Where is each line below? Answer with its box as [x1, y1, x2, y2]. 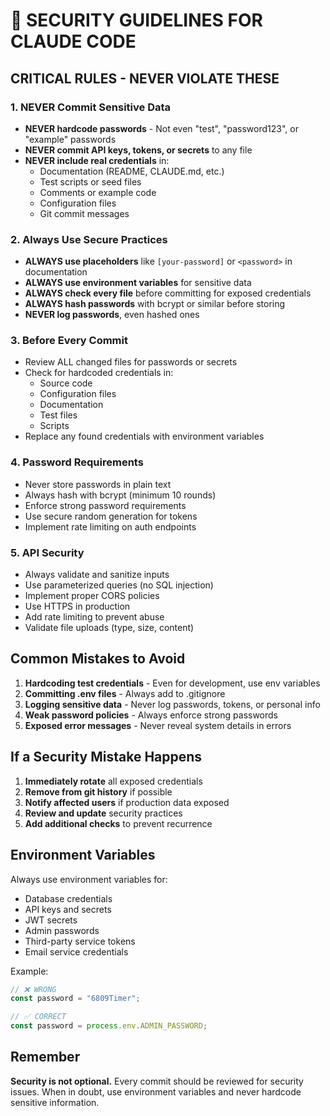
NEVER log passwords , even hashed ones [24, 309, 200, 321]
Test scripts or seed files [39, 175, 142, 188]
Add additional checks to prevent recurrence [24, 817, 213, 829]
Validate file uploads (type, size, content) [24, 622, 195, 634]
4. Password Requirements [10, 455, 144, 469]
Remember [10, 1049, 81, 1066]
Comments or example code [39, 186, 157, 198]
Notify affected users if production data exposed [24, 796, 230, 808]
